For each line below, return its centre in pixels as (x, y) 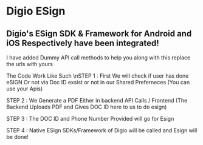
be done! (18, 137)
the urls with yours (30, 64)
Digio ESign (36, 11)
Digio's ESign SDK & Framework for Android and (99, 34)
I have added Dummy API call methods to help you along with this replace (98, 58)
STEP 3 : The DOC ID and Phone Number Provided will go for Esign (90, 119)
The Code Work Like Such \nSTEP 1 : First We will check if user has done (98, 76)
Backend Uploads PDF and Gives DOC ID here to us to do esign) (87, 107)
